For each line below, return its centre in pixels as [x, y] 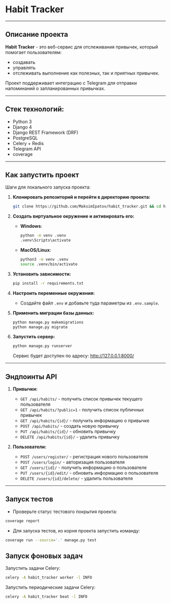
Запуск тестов [29, 499]
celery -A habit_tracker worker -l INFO [49, 578]
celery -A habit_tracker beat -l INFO [46, 597]
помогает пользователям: [34, 52]
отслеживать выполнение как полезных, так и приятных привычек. [86, 73]
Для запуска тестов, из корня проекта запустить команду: [76, 530]
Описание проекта [37, 34]
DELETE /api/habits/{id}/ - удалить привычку [70, 437]
